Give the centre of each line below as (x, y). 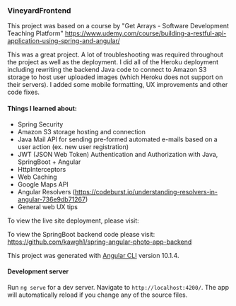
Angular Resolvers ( (46, 192)
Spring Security (40, 124)
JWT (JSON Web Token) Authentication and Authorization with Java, (118, 154)
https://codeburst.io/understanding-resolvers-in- (146, 192)
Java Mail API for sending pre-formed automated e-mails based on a (117, 139)
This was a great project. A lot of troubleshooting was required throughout (116, 54)
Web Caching (37, 177)
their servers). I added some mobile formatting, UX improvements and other (118, 85)
